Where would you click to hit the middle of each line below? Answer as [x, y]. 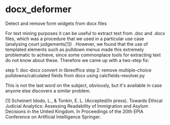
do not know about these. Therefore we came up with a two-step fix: [77, 60]
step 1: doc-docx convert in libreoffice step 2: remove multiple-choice [78, 70]
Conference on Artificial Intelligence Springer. [53, 117]
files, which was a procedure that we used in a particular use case [75, 39]
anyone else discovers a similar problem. [48, 90]
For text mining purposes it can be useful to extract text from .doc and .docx [85, 33]
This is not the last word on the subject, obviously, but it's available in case [83, 85]
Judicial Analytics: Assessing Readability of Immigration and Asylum [77, 106]
